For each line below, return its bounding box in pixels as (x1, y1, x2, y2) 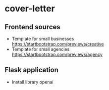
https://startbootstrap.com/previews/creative (11, 41, 104, 47)
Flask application (4, 66, 59, 74)
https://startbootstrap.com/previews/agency (11, 51, 103, 57)
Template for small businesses (11, 36, 74, 42)
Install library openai (11, 79, 54, 85)
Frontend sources (4, 23, 60, 31)
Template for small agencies (11, 46, 70, 52)
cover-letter (4, 3, 55, 14)
